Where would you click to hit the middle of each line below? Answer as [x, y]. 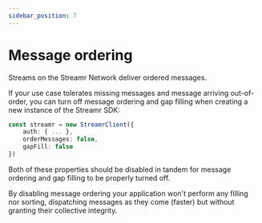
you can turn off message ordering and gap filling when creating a [139, 102]
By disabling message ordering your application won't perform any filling [128, 193]
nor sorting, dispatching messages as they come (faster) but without [121, 201]
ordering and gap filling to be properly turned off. [89, 177]
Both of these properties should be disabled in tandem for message [120, 169]
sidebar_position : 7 [43, 16]
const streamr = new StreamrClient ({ [71, 125]
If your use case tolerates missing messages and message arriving [119, 93]
